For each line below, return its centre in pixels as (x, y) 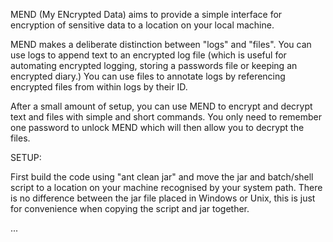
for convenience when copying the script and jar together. (130, 208)
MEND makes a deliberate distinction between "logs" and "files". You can (161, 44)
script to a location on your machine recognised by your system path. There (166, 187)
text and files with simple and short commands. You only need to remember (166, 117)
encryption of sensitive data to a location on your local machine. (142, 25)
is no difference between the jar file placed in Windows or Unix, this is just (163, 198)
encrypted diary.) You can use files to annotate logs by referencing (148, 76)
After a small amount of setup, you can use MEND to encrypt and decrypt (161, 106)
